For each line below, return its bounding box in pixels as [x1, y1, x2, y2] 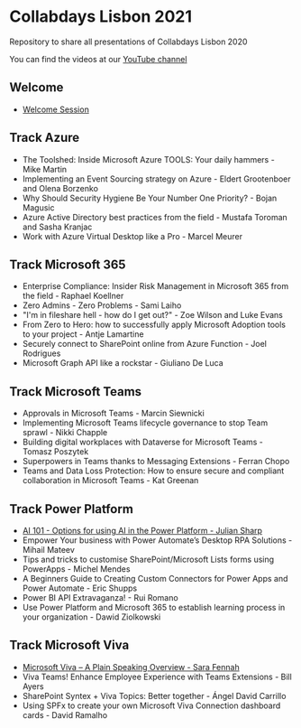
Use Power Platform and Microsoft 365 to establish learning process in [22, 602, 286, 612]
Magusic [22, 201, 55, 213]
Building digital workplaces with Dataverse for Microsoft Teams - [22, 436, 264, 448]
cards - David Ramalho [22, 709, 108, 720]
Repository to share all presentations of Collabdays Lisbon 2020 [9, 36, 248, 47]
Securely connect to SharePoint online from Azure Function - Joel [22, 339, 268, 350]
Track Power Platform [9, 501, 133, 517]
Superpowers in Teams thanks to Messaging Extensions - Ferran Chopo [22, 456, 290, 467]
